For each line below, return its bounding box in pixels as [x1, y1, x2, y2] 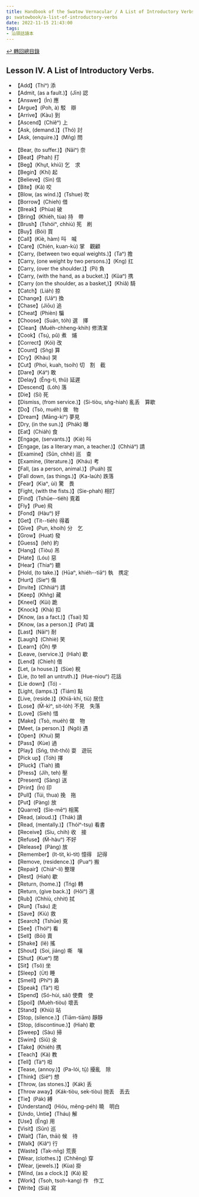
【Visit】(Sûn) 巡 [14, 1125, 56, 1132]
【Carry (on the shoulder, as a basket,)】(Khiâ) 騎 [14, 279, 136, 286]
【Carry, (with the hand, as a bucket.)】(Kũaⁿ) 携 [14, 272, 134, 279]
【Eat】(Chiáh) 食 [14, 428, 58, 435]
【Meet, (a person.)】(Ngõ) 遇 [14, 724, 89, 731]
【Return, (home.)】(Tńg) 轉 [14, 880, 84, 887]
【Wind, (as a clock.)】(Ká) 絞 [14, 1169, 88, 1176]
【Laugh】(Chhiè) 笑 [14, 635, 66, 642]
